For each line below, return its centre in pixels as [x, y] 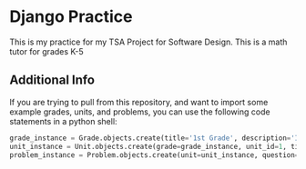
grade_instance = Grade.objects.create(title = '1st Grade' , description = [150, 138]
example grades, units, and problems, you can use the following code [140, 112]
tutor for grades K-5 [46, 51]
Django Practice [71, 17]
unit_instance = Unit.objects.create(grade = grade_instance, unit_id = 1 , [148, 146]
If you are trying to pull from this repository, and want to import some [139, 102]
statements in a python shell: [63, 121]
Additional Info [52, 80]
